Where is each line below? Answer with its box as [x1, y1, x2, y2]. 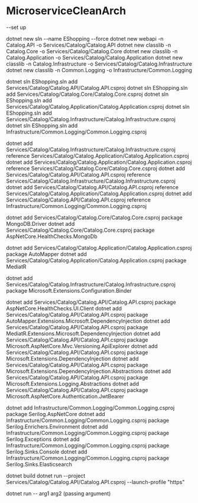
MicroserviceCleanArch [6, 4, 126, 18]
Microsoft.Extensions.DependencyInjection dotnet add [6, 355, 139, 362]
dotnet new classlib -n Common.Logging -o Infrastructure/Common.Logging [6, 66, 192, 73]
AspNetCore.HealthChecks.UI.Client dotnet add [6, 304, 122, 311]
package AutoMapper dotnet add [6, 250, 87, 258]
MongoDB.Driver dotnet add [6, 220, 75, 227]
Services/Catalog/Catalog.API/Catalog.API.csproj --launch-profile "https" [6, 478, 185, 485]
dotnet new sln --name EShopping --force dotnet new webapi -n [6, 35, 164, 42]
